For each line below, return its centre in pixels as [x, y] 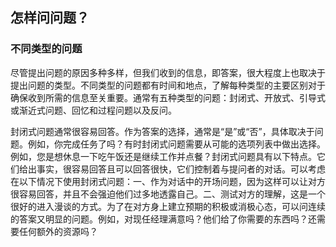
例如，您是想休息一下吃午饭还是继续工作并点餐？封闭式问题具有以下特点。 [163, 156]
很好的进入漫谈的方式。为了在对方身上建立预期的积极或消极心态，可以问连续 [168, 206]
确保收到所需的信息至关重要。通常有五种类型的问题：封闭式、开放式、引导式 [168, 97]
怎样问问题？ [50, 18]
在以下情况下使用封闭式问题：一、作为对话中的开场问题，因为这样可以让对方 [168, 181]
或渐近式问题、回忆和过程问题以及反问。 [93, 110]
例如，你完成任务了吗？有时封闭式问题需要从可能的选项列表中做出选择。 [176, 144]
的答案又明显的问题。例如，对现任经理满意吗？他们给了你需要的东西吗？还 [163, 219]
